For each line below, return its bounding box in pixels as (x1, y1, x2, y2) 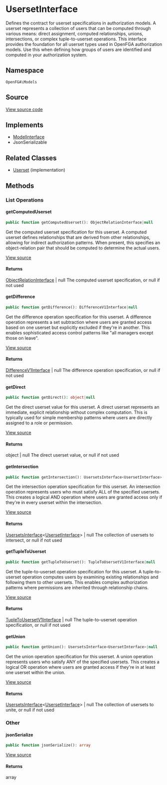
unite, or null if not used (5, 707, 54, 713)
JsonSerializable (12, 139, 47, 145)
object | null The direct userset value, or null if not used (5, 452, 119, 458)
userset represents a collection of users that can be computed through (5, 25, 151, 31)
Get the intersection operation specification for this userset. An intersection (5, 484, 161, 490)
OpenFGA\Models (5, 79, 37, 84)
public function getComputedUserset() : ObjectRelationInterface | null (5, 220, 154, 225)
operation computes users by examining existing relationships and (22, 574, 159, 580)
